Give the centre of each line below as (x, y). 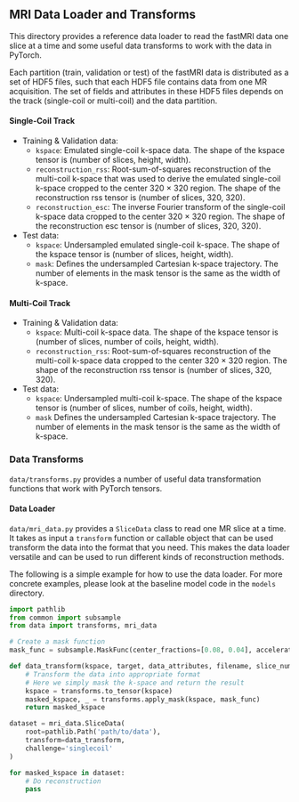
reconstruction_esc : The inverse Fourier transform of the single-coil (160, 207)
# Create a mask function (57, 642)
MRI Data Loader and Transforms (102, 15)
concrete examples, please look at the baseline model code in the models (142, 583)
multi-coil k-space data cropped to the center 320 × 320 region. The (161, 360)
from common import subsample (65, 618)
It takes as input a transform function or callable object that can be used (141, 538)
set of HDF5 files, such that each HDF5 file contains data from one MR (138, 81)
